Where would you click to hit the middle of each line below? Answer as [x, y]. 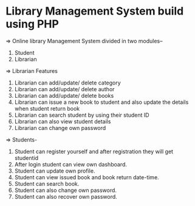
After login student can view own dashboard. [70, 164]
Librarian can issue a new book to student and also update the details [101, 102]
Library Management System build [95, 11]
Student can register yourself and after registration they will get [94, 151]
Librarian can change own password [60, 128]
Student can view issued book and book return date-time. [87, 177]
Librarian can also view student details [63, 121]
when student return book [47, 108]
